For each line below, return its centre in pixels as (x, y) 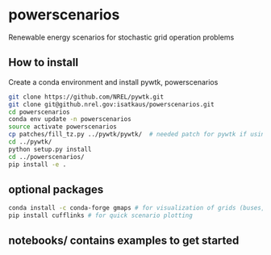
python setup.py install (50, 149)
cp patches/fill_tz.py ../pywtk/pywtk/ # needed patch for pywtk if (128, 135)
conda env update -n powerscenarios (70, 119)
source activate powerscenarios (63, 127)
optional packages (56, 189)
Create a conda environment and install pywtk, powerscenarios (113, 82)
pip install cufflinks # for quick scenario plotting (101, 215)
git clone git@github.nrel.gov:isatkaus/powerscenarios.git (112, 104)
